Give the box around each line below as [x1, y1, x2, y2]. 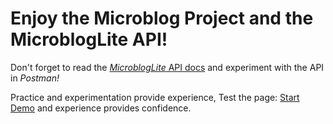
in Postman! [10, 72, 60, 84]
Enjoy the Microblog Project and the [10, 7, 314, 30]
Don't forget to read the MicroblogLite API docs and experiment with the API [10, 61, 325, 73]
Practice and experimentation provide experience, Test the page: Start [10, 91, 300, 103]
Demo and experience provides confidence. [10, 102, 192, 114]
